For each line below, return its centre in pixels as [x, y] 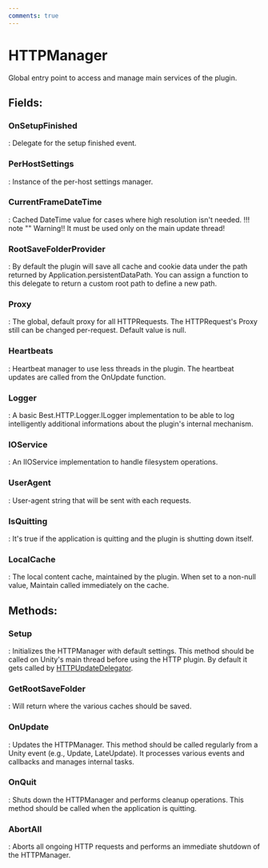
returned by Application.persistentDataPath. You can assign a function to [128, 275]
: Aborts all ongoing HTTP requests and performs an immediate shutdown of [134, 846]
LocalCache [32, 559]
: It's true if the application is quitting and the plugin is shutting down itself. [131, 538]
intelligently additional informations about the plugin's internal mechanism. [131, 424]
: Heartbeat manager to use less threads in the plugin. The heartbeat [121, 368]
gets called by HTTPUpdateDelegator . [71, 667]
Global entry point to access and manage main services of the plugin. [123, 78]
